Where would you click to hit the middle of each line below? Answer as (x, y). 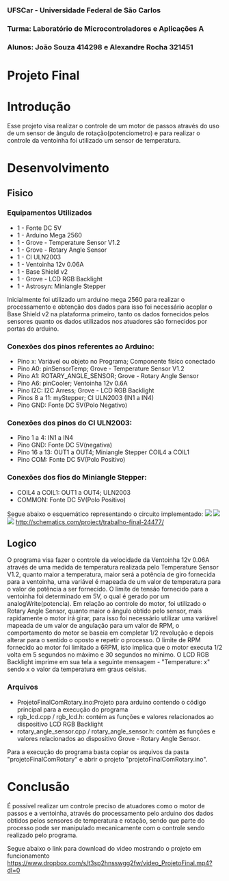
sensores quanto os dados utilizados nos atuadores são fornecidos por (107, 321)
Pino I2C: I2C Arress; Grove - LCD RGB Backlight (85, 390)
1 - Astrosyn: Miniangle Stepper (61, 286)
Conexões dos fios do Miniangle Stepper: (77, 478)
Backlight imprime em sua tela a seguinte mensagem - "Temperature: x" (109, 662)
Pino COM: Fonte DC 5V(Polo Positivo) (71, 460)
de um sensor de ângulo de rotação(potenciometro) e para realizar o (104, 133)
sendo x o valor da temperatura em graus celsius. (77, 669)
